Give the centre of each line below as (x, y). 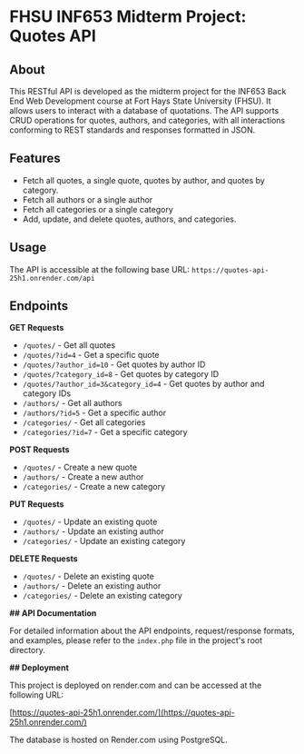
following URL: (37, 695)
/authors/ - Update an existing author (93, 531)
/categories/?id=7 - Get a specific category (105, 432)
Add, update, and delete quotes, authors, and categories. (129, 219)
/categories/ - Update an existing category (104, 541)
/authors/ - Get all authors (72, 403)
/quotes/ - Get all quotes (69, 345)
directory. (27, 650)
